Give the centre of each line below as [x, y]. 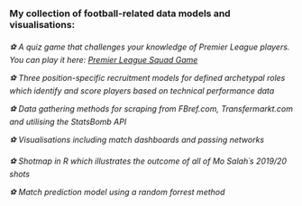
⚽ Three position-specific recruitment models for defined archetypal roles [147, 77]
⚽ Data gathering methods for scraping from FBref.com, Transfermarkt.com [151, 108]
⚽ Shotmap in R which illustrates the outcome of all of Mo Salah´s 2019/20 [148, 161]
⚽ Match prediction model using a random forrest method [117, 192]
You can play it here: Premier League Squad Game [104, 59]
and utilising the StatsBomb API [68, 121]
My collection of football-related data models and [120, 13]
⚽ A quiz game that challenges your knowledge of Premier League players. [150, 47]
